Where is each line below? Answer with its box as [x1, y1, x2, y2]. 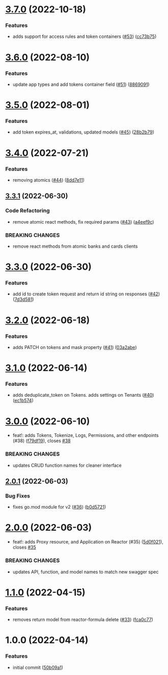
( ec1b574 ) [12, 398, 34, 404]
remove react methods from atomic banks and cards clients [12, 243, 138, 249]
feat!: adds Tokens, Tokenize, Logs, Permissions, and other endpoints [12, 432, 159, 439]
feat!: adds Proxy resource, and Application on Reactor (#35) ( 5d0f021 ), [12, 539, 164, 545]
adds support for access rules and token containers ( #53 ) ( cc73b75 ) [12, 33, 157, 39]
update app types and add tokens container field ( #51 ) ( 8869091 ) [12, 81, 150, 88]
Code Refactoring [5, 207, 50, 214]
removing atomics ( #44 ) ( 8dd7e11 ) [12, 177, 85, 183]
